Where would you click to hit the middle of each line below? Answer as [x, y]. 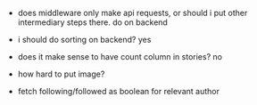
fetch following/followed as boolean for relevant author [119, 91]
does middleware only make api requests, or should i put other [133, 13]
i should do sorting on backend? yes [84, 40]
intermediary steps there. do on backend [92, 22]
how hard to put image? [61, 74]
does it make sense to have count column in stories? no [120, 57]
